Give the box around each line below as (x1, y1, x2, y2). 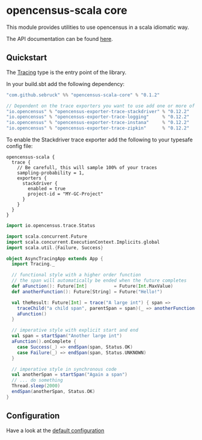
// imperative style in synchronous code (11, 366, 117, 372)
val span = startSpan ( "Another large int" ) (11, 333, 122, 339)
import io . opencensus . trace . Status (6, 223, 96, 229)
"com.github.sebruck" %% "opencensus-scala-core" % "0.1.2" (6, 91, 161, 98)
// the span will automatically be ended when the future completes (11, 277, 187, 284)
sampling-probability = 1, (17, 170, 85, 176)
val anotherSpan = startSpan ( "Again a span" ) (11, 371, 128, 378)
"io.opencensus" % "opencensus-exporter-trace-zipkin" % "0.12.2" (6, 125, 189, 131)
